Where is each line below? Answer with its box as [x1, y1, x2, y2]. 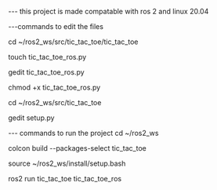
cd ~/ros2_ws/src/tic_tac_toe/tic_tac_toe [8, 37, 139, 46]
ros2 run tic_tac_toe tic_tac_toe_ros [8, 174, 122, 183]
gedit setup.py [8, 113, 55, 122]
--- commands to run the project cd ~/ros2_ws [8, 129, 159, 137]
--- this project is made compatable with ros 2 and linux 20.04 [8, 7, 209, 16]
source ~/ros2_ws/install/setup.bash [8, 159, 126, 168]
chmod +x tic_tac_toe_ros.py [8, 82, 101, 92]
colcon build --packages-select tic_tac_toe [8, 144, 146, 152]
